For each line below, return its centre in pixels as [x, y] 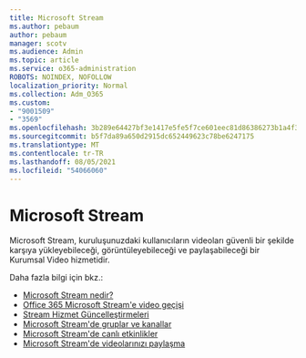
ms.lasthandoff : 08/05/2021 [63, 162]
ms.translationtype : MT [55, 145]
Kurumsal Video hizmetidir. [60, 260]
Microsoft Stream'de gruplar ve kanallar [97, 324]
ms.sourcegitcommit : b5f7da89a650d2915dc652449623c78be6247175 [132, 137]
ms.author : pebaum [44, 26]
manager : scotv [38, 43]
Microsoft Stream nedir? [68, 295]
